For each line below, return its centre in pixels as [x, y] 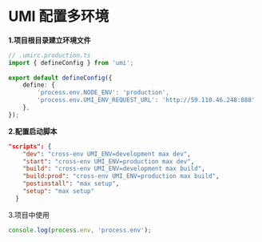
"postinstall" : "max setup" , [71, 184]
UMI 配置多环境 [59, 16]
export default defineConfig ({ [60, 78]
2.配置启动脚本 [33, 131]
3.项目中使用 [29, 215]
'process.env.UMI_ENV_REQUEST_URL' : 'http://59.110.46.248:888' [146, 100]
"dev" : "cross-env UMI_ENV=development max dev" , [107, 154]
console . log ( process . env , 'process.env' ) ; [80, 230]
